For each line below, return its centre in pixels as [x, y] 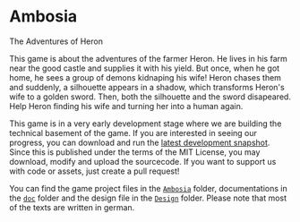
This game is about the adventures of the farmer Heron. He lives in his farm [149, 58]
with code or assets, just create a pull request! [94, 171]
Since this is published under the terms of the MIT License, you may [135, 152]
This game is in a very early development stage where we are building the [146, 124]
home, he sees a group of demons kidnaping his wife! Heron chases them [146, 77]
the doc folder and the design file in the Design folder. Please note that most [148, 198]
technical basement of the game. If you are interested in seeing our [133, 132]
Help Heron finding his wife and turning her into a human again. [126, 106]
